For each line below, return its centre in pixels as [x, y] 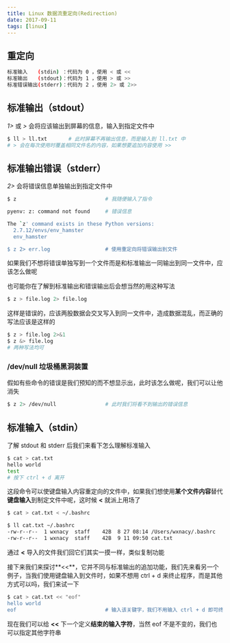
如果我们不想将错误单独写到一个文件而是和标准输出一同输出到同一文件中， [112, 263]
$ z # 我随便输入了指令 [80, 199]
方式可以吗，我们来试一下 [43, 584]
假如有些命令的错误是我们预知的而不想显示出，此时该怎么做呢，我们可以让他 [115, 383]
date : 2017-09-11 [32, 20]
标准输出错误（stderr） [56, 168]
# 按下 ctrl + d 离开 [36, 477]
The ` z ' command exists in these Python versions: [81, 224]
